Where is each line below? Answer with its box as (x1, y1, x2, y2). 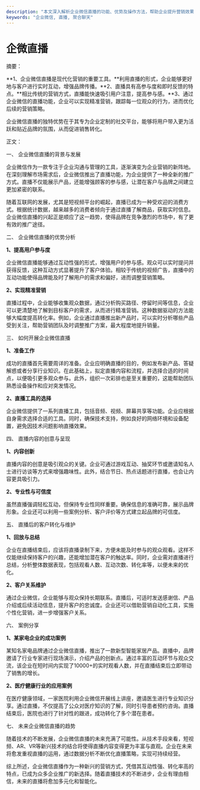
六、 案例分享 (6, 622, 39, 629)
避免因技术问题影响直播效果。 (16, 422, 90, 430)
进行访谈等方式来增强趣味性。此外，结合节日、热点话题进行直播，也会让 (11, 468, 189, 475)
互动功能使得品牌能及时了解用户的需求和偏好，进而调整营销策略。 (6, 274, 168, 281)
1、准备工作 (6, 347, 35, 354)
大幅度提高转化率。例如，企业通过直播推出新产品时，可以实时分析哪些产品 (11, 314, 194, 321)
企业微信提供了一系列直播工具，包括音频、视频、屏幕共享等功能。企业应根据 (6, 407, 194, 415)
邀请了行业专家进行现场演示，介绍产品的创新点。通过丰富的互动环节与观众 (6, 654, 189, 662)
